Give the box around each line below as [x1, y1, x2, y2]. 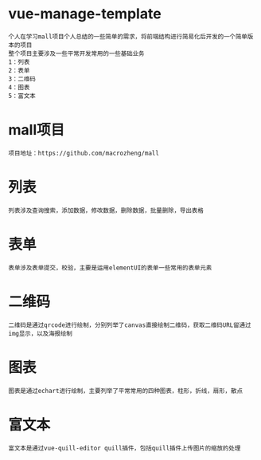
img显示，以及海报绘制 [8, 329, 73, 337]
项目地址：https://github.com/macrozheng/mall [8, 149, 159, 157]
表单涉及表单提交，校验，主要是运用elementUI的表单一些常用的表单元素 [8, 264, 212, 272]
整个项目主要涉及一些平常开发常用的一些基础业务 [8, 49, 145, 57]
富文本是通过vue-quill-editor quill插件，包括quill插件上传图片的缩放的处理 [8, 444, 241, 452]
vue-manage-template [8, 5, 162, 23]
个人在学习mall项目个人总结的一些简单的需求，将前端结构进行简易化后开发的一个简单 [8, 33, 248, 41]
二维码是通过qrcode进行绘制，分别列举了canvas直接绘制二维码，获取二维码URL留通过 [8, 320, 251, 329]
